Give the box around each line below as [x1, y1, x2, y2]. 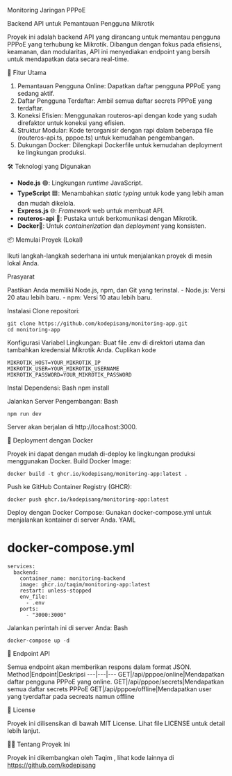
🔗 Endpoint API [7, 649, 50, 657]
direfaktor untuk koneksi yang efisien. [17, 119, 126, 127]
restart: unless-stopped [19, 587, 92, 594]
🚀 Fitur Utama [7, 69, 47, 76]
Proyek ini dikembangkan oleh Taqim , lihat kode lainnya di [7, 753, 174, 761]
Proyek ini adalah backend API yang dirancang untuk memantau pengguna [7, 33, 221, 41]
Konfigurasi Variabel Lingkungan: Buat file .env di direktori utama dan [7, 338, 206, 347]
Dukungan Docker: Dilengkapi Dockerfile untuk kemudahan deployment [17, 141, 223, 149]
